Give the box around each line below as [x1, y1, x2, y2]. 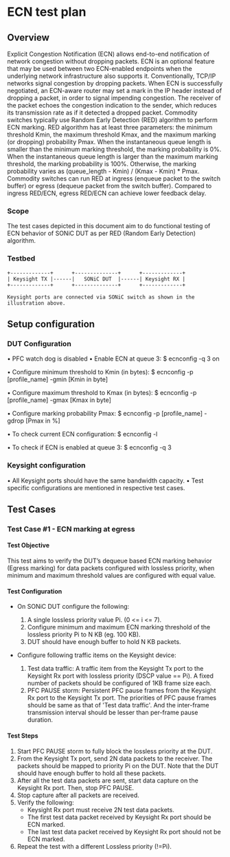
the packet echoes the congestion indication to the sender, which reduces [7, 101, 218, 109]
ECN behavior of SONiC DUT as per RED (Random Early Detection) [7, 229, 196, 238]
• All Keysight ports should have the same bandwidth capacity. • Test [7, 476, 204, 485]
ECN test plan [7, 4, 87, 20]
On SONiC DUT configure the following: [16, 603, 130, 611]
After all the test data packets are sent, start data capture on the [16, 776, 199, 785]
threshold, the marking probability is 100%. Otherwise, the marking [7, 160, 197, 168]
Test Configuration [7, 587, 62, 595]
